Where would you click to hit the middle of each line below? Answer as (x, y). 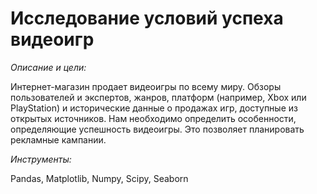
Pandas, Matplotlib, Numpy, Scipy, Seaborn (99, 178)
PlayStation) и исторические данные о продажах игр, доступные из (154, 108)
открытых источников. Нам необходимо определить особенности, (153, 118)
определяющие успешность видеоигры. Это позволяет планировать (157, 129)
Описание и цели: (48, 67)
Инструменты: (41, 159)
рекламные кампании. (58, 139)
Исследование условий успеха (147, 18)
